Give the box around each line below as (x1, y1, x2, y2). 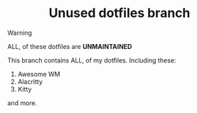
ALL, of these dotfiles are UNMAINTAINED (7, 42, 132, 50)
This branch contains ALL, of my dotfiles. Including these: (7, 55, 176, 65)
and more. (7, 98, 38, 107)
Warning (7, 28, 32, 37)
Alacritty (17, 77, 43, 86)
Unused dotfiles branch (48, 5, 191, 21)
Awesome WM (17, 70, 60, 78)
